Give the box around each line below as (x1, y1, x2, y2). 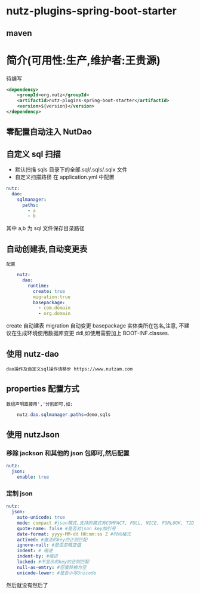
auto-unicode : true (17, 515, 66, 520)
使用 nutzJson (6, 430, 60, 440)
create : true (32, 288, 66, 294)
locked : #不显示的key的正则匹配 (17, 559, 90, 565)
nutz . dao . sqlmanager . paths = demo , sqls (17, 411, 111, 418)
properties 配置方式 (6, 384, 79, 394)
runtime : (27, 283, 50, 289)
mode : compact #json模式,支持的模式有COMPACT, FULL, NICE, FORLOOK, (17, 520, 184, 526)
